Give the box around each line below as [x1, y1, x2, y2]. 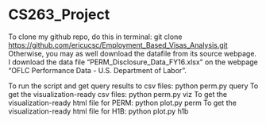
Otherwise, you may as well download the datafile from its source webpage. [8, 48, 256, 58]
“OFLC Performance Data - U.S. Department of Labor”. [8, 65, 187, 75]
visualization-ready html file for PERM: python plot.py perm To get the [8, 98, 237, 107]
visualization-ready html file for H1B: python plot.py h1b [8, 106, 189, 116]
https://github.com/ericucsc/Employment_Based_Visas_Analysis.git [8, 40, 228, 49]
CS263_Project [8, 6, 110, 24]
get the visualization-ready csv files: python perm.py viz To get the [8, 89, 228, 99]
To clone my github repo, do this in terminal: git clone [8, 32, 183, 41]
